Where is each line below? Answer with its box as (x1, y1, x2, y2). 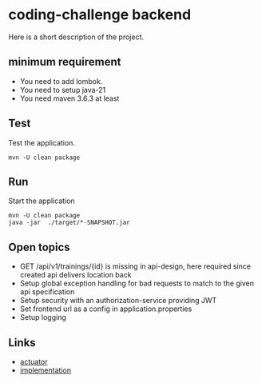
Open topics (8, 240, 70, 253)
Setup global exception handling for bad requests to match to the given (19, 278, 254, 289)
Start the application (8, 196, 75, 205)
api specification (19, 287, 75, 297)
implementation (19, 365, 72, 375)
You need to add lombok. (19, 76, 103, 86)
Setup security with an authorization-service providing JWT (19, 296, 217, 305)
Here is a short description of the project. (8, 32, 144, 42)
